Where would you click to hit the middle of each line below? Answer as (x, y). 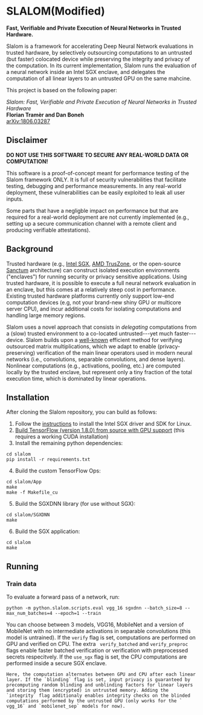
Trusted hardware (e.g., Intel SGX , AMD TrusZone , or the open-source (94, 264)
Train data (21, 583)
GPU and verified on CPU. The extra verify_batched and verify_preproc (97, 644)
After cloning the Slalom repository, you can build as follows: (82, 412)
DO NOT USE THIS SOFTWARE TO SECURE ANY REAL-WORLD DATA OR (98, 155)
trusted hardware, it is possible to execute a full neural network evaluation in (101, 283)
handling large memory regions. (46, 315)
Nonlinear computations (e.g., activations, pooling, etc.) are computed (94, 366)
